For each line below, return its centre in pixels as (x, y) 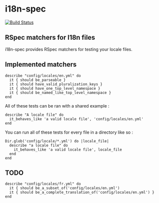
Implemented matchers (41, 65)
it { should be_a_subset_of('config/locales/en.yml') (65, 188)
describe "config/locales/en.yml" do (43, 76)
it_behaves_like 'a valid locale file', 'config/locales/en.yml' (77, 119)
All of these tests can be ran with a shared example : (57, 106)
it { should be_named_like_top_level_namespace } (60, 93)
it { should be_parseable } (38, 80)
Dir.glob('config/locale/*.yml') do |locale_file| (57, 141)
